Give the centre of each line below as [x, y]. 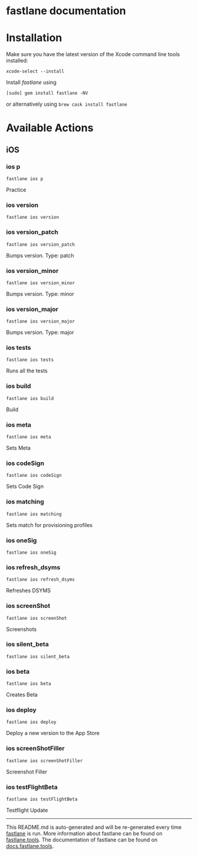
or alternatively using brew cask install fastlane [67, 104]
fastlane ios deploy [32, 722]
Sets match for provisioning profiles [49, 525]
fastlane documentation [66, 11]
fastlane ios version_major [41, 321]
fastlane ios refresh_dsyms [41, 580]
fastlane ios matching [34, 514]
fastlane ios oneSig [32, 552]
